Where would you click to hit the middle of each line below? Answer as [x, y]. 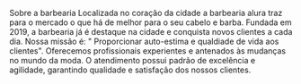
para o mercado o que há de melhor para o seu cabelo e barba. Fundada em [150, 22]
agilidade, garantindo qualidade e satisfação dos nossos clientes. [130, 70]
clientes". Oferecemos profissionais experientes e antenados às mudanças [148, 51]
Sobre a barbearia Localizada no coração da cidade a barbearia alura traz [146, 13]
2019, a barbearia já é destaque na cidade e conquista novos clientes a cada [151, 32]
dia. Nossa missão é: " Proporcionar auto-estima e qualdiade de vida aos [144, 41]
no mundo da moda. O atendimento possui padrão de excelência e [133, 60]
